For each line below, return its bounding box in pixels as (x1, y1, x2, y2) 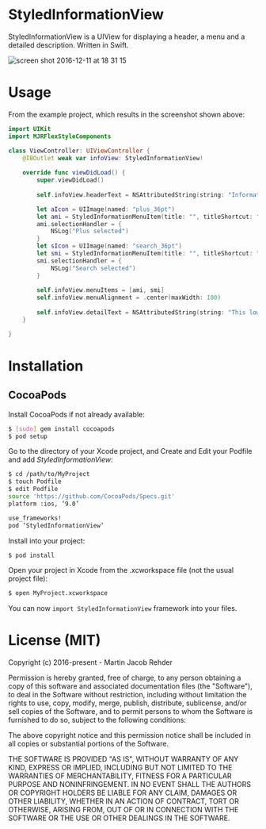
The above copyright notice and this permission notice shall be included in (8, 731, 251, 740)
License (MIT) (8, 631, 101, 650)
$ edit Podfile (8, 486, 59, 493)
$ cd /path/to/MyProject (8, 470, 90, 478)
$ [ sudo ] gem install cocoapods (8, 424, 115, 433)
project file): (8, 574, 48, 584)
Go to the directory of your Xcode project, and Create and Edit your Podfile (8, 447, 253, 456)
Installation (8, 357, 84, 374)
